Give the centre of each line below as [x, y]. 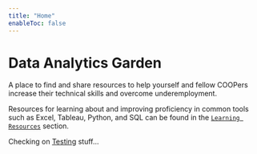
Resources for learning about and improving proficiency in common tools [129, 109]
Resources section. [39, 126]
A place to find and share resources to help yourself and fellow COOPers [128, 85]
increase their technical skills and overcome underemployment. [113, 94]
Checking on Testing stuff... [54, 142]
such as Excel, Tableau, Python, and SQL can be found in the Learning [124, 118]
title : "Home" [32, 16]
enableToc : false [37, 23]
